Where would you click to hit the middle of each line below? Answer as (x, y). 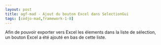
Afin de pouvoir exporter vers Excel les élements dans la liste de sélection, (80, 32)
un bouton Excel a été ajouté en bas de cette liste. (56, 37)
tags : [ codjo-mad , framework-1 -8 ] (39, 18)
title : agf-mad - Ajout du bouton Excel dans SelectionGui (67, 14)
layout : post (18, 9)
